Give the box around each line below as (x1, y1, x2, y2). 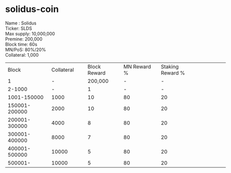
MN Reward (123, 63, 151, 70)
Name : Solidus (5, 20, 37, 26)
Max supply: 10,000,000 (5, 30, 55, 36)
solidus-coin (5, 3, 59, 15)
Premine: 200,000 (5, 36, 43, 42)
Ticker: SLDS (5, 25, 33, 31)
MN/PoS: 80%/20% (5, 46, 46, 52)
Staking (160, 63, 179, 70)
